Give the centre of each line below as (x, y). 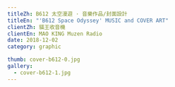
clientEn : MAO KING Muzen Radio (55, 34)
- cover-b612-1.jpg (42, 72)
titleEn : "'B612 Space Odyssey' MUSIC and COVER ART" (88, 21)
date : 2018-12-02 (33, 40)
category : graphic (34, 47)
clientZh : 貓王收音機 (36, 27)
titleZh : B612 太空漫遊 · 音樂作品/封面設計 (67, 14)
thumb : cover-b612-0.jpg (44, 60)
